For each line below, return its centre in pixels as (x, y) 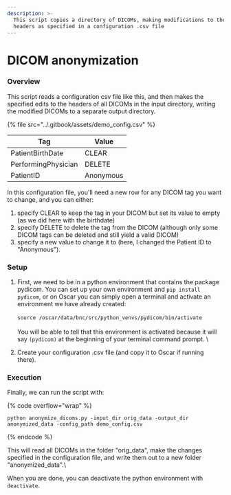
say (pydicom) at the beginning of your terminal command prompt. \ (113, 339)
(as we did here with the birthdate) (66, 220)
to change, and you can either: (51, 199)
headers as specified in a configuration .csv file (89, 26)
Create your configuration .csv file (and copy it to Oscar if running (110, 353)
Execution (24, 378)
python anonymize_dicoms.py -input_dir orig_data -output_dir (98, 418)
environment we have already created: (71, 304)
